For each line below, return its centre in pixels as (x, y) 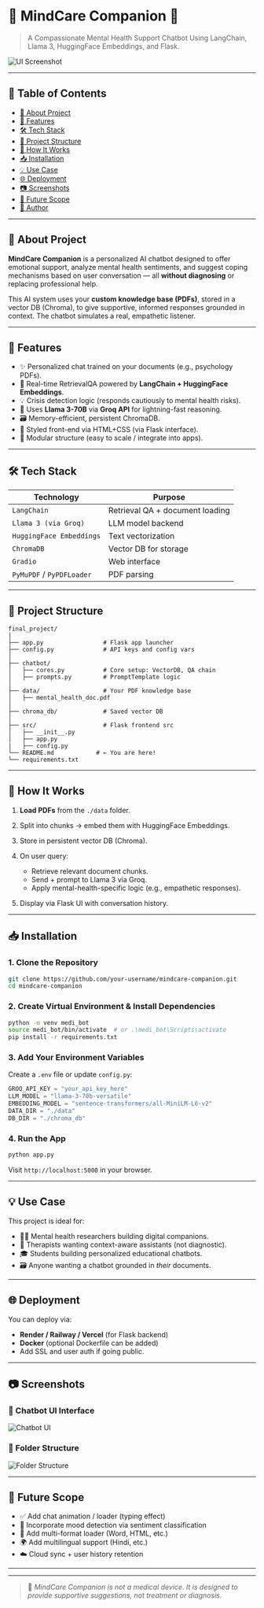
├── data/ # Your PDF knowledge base (100, 691)
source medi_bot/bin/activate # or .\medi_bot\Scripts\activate (117, 1030)
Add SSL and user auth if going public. (82, 1351)
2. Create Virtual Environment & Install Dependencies (112, 1007)
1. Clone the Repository (53, 963)
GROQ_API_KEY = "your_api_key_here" (68, 1089)
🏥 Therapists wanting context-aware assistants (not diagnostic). (123, 1244)
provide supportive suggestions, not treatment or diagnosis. (125, 1595)
